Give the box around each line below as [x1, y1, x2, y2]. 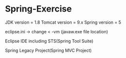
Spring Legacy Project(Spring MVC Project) [5, 47, 92, 53]
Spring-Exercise [5, 3, 72, 14]
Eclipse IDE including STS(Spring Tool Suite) [5, 38, 94, 44]
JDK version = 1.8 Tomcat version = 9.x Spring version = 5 [5, 19, 121, 25]
